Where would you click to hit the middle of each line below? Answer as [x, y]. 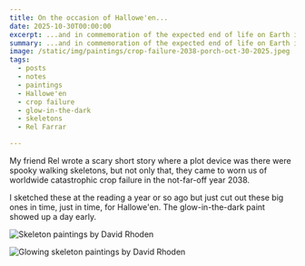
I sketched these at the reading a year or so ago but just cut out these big [147, 197]
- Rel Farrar [42, 128]
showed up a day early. [53, 217]
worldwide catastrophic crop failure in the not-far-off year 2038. [130, 180]
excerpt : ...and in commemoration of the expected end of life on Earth [150, 34]
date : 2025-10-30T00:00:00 [60, 26]
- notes [32, 77]
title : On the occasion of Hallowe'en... [89, 18]
